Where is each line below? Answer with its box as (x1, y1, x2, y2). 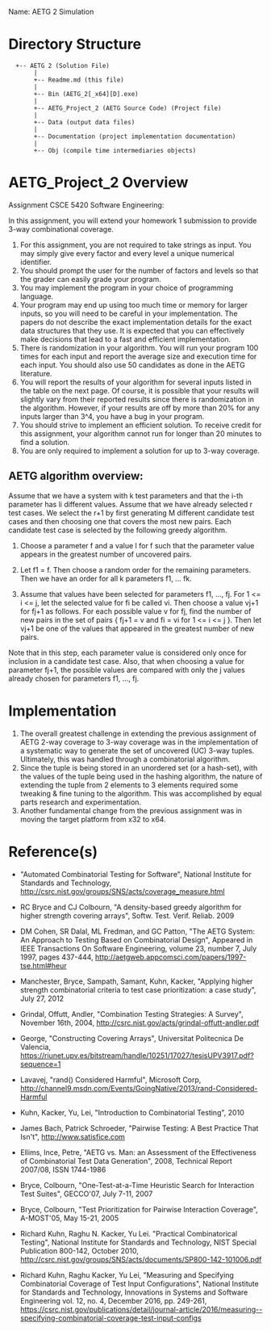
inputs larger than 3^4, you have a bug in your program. (19, 411, 205, 421)
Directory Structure (8, 36, 142, 53)
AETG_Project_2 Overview (8, 174, 189, 192)
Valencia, (19, 1042, 51, 1052)
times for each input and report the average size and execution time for (19, 351, 257, 361)
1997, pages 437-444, (19, 952, 94, 962)
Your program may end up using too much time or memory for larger (19, 300, 248, 309)
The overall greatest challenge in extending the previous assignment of (19, 728, 256, 738)
